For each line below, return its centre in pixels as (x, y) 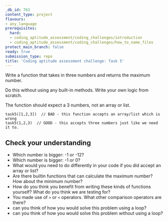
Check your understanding (48, 143)
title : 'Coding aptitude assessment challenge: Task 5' (65, 61)
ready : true (18, 51)
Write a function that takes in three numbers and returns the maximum (78, 75)
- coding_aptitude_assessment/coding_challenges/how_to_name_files (82, 42)
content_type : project (29, 14)
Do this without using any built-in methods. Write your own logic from (77, 90)
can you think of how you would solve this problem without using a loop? (88, 213)
